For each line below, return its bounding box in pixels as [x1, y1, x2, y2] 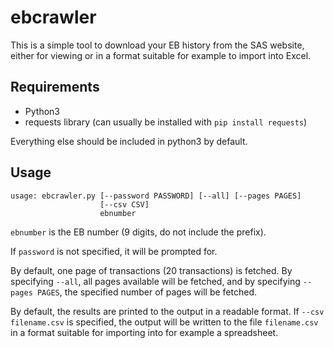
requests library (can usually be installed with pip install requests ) [24, 116, 308, 128]
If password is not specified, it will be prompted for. [10, 245, 218, 257]
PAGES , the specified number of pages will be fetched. [36, 286, 258, 298]
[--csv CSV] [99, 199, 150, 210]
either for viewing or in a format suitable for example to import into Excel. [10, 49, 312, 61]
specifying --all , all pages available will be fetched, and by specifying [10, 275, 301, 287]
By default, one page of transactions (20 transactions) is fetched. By [10, 264, 293, 276]
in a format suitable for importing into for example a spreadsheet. [10, 326, 279, 338]
